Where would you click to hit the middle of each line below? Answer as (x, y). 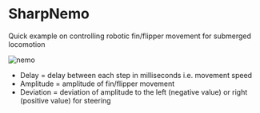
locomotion (27, 44)
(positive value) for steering (65, 100)
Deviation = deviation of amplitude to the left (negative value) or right (134, 92)
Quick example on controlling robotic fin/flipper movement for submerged (130, 36)
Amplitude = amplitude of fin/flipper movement (97, 84)
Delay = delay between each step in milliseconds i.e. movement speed (136, 75)
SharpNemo (49, 14)
